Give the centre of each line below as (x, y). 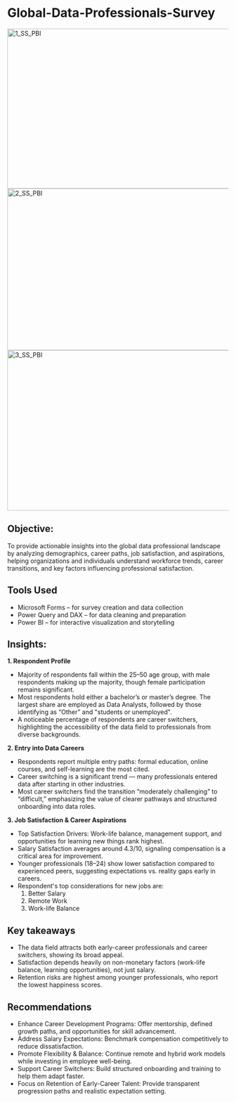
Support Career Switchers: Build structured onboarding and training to (119, 1069)
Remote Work (48, 901)
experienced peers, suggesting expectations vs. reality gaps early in (117, 871)
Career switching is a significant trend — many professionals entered (117, 777)
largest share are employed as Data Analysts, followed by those (109, 705)
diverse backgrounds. (49, 734)
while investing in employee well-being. (74, 1061)
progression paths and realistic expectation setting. (92, 1091)
